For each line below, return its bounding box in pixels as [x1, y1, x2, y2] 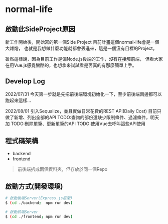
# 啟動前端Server [5, 209, 39, 214]
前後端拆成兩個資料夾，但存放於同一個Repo [17, 166, 108, 172]
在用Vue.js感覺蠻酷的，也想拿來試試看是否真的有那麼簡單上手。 [5, 62, 137, 68]
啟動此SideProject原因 [5, 25, 75, 33]
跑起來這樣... [5, 97, 32, 103]
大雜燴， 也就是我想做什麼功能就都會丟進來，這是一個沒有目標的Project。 [5, 45, 157, 51]
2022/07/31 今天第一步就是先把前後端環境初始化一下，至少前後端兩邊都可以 [5, 91, 162, 97]
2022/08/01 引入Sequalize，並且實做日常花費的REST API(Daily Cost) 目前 [5, 108, 157, 114]
